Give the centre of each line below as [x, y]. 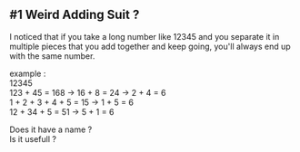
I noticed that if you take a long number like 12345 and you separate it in [145, 36]
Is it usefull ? [33, 138]
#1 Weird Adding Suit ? [75, 15]
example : [28, 73]
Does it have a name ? [51, 129]
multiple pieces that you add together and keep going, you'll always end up [150, 46]
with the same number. [52, 56]
